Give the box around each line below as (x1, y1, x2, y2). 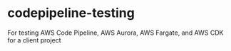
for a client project (7, 35, 62, 44)
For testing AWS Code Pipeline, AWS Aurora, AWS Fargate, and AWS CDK (7, 28, 224, 37)
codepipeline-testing (7, 5, 135, 21)
